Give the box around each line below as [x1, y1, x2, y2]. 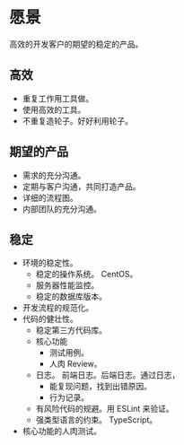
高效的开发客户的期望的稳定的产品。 [9, 39, 144, 49]
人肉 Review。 [48, 359, 102, 370]
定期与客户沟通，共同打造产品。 [22, 180, 141, 192]
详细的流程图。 [22, 192, 78, 203]
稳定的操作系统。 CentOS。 [35, 269, 138, 280]
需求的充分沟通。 [22, 170, 86, 180]
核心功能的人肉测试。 [22, 426, 101, 437]
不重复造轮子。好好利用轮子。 [22, 115, 133, 126]
